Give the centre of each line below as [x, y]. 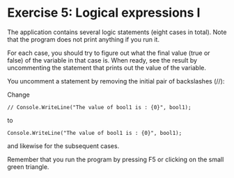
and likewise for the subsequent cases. [63, 146]
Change [18, 95]
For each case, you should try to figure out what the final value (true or [109, 53]
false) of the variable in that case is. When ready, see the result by [102, 60]
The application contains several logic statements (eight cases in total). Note [117, 32]
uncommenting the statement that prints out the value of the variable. [107, 67]
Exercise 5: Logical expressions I [104, 13]
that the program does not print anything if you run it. [84, 39]
